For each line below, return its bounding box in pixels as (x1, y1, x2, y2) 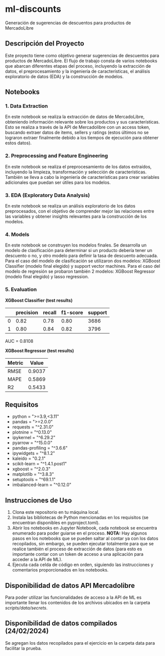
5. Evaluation (5, 286, 37, 293)
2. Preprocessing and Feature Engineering (5, 152, 108, 159)
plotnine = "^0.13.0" (12, 429, 52, 435)
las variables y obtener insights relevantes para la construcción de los (5, 213, 147, 219)
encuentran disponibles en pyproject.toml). (12, 520, 100, 526)
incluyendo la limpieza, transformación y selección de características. (5, 169, 147, 175)
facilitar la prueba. (5, 645, 42, 651)
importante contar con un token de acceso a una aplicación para (12, 551, 144, 557)
